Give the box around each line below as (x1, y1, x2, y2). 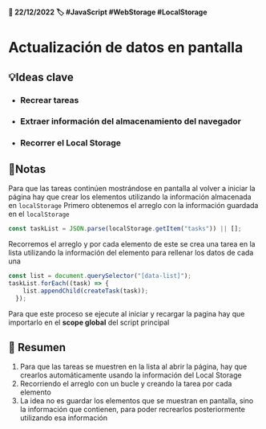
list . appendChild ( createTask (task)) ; (22, 287, 149, 295)
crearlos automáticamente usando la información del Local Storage (19, 370, 242, 380)
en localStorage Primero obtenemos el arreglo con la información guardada (8, 201, 259, 210)
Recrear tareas (19, 94, 79, 105)
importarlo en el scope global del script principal (8, 317, 170, 327)
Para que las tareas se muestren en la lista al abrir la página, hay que (19, 362, 248, 372)
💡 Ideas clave (8, 70, 75, 84)
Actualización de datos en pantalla (8, 39, 244, 57)
